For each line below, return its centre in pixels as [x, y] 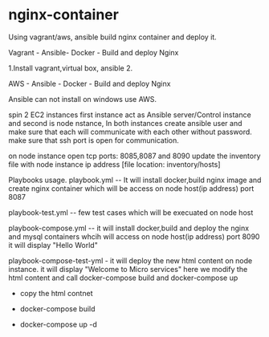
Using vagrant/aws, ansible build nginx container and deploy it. [112, 37]
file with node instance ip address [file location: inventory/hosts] [114, 164]
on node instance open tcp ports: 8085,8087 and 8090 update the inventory [134, 156]
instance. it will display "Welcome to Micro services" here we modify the [128, 269]
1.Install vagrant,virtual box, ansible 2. [71, 68]
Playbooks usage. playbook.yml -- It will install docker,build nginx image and [135, 180]
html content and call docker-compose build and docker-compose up [123, 278]
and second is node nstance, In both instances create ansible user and [125, 123]
